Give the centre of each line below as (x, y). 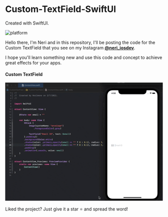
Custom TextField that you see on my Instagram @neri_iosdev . (70, 47)
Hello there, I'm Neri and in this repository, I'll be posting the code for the (80, 42)
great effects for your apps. (33, 62)
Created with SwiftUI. (27, 23)
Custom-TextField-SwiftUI (61, 9)
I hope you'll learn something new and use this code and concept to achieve (84, 57)
